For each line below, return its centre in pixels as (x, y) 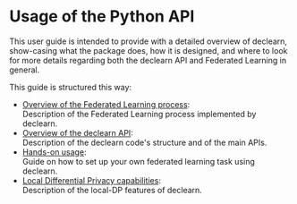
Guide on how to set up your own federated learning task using (138, 161)
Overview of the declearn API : (78, 132)
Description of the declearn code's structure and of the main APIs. (144, 142)
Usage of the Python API (102, 17)
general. (25, 70)
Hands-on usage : (54, 152)
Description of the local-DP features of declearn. (112, 190)
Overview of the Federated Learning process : (106, 104)
